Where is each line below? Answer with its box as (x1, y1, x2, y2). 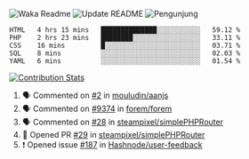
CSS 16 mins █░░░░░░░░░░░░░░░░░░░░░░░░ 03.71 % (9, 41, 241, 50)
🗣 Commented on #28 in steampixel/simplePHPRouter (21, 116, 224, 127)
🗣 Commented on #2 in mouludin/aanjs (21, 90, 169, 100)
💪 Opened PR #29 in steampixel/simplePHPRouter (21, 130, 205, 139)
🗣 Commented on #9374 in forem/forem (21, 103, 173, 114)
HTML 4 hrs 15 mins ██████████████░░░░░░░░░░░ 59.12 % (9, 26, 241, 35)
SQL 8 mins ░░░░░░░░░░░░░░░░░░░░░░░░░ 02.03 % (9, 49, 241, 58)
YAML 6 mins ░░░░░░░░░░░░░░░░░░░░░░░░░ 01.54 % (9, 57, 241, 66)
